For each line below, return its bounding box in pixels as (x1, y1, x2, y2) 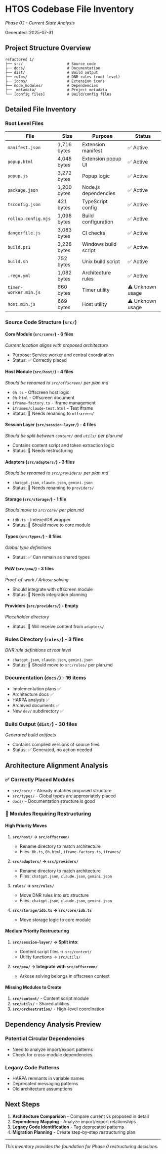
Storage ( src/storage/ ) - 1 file (5, 496, 67, 502)
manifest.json (7, 145, 41, 151)
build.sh (7, 259, 28, 265)
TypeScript (82, 198, 108, 205)
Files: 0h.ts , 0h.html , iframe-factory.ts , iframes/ (19, 848, 122, 854)
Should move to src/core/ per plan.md (5, 507, 84, 513)
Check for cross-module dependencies (12, 1051, 92, 1057)
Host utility (82, 301, 107, 308)
